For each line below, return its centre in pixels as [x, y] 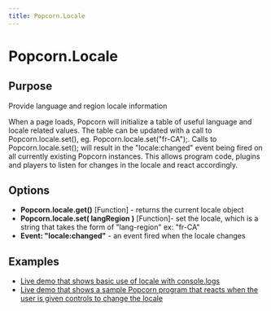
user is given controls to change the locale [92, 299]
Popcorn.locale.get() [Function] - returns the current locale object [132, 210]
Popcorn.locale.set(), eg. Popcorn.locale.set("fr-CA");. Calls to [113, 138]
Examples [34, 261]
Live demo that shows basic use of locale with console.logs [120, 281]
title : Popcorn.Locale [47, 16]
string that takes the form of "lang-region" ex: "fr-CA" [110, 227]
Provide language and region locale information [88, 106]
